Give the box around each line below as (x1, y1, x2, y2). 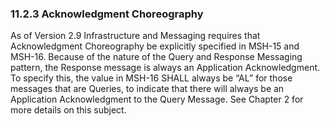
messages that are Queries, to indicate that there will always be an (10, 83, 285, 95)
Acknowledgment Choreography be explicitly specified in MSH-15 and (10, 40, 300, 52)
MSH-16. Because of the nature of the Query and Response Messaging (10, 51, 303, 63)
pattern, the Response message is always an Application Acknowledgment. (10, 62, 321, 74)
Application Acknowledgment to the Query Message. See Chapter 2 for (10, 93, 304, 106)
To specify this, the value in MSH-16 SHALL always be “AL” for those (10, 72, 293, 84)
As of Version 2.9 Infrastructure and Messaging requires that (10, 30, 261, 42)
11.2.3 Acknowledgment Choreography (10, 7, 204, 21)
